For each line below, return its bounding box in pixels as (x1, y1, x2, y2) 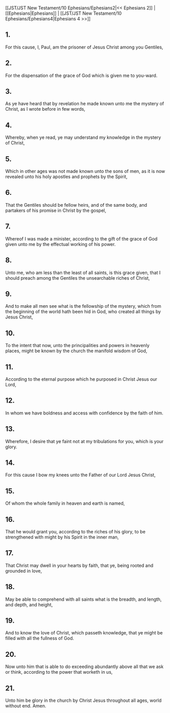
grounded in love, (5, 568, 42, 574)
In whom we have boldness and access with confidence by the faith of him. (5, 410, 164, 416)
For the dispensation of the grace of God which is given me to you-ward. (5, 72, 158, 79)
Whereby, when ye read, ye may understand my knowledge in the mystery (5, 134, 161, 140)
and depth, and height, (5, 601, 53, 607)
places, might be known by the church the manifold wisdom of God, (5, 348, 148, 354)
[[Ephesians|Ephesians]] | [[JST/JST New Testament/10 (5, 10, 122, 16)
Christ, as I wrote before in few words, (5, 106, 86, 112)
